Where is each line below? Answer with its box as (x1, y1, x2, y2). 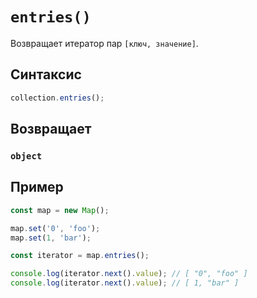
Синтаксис (10, 66, 82, 83)
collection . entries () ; (10, 93, 105, 103)
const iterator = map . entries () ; (10, 251, 150, 261)
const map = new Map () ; (10, 205, 110, 215)
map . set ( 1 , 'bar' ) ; (10, 233, 92, 243)
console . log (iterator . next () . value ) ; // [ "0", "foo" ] (10, 269, 248, 279)
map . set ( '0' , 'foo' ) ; (10, 223, 101, 233)
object (10, 150, 43, 162)
